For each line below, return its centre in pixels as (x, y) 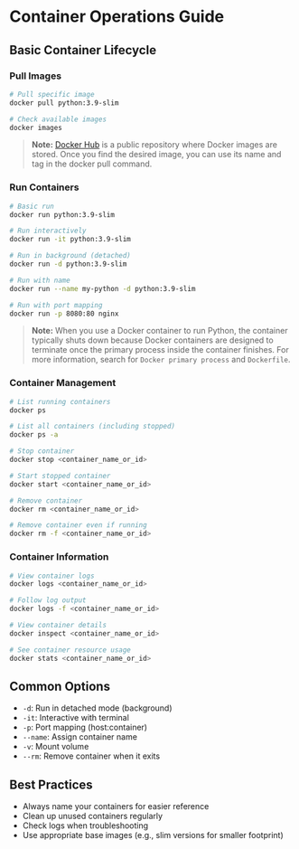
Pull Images (35, 76)
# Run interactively (48, 231)
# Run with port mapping (56, 305)
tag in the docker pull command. (92, 164)
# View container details (58, 626)
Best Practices (51, 784)
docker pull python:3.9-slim (64, 103)
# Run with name (40, 280)
